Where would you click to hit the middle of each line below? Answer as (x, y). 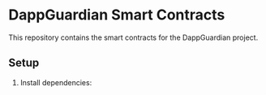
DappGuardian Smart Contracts (117, 15)
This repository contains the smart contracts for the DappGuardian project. (133, 37)
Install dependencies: (56, 82)
